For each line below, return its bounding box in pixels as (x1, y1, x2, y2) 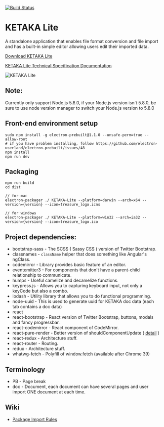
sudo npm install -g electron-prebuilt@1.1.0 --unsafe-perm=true (5, 132, 142, 137)
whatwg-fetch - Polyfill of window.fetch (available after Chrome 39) (12, 351, 150, 357)
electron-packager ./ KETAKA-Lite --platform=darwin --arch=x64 (5, 198, 140, 203)
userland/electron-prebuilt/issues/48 (5, 145, 85, 150)
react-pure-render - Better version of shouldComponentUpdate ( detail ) (12, 330, 160, 336)
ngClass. (12, 256, 31, 262)
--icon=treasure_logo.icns (44, 202, 100, 207)
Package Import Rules (12, 416, 58, 422)
